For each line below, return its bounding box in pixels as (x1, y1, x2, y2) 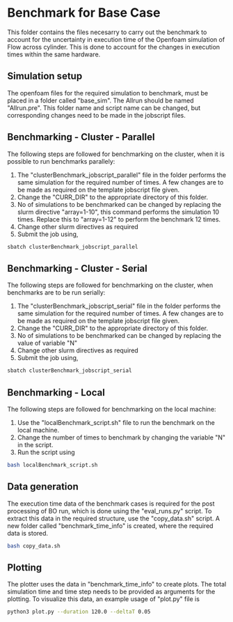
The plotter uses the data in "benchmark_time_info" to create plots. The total (7, 580, 227, 589)
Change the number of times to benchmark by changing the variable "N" (17, 433, 226, 442)
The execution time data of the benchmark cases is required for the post (7, 499, 215, 508)
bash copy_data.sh (7, 542, 61, 550)
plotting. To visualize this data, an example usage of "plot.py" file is (7, 595, 200, 603)
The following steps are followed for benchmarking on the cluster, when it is (7, 150, 225, 158)
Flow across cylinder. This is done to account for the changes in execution (7, 42, 220, 51)
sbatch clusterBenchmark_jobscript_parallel (7, 243, 138, 250)
